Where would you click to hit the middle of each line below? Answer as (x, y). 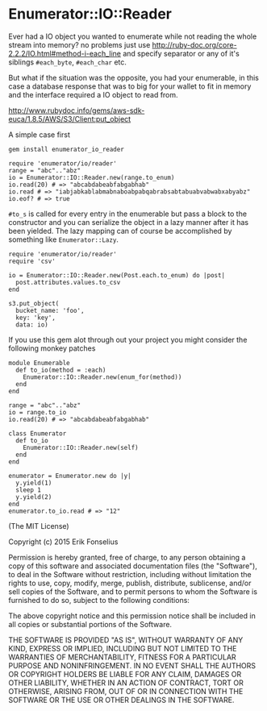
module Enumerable (39, 363)
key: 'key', (36, 318)
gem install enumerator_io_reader (67, 149)
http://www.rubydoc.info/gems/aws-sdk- (77, 110)
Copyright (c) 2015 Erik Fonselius (63, 542)
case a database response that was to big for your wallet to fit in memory (130, 86)
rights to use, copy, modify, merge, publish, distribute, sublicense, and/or (130, 583)
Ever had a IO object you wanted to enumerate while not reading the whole (133, 36)
